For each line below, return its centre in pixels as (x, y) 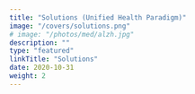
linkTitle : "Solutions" (54, 59)
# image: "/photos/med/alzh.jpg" (72, 34)
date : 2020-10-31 (42, 68)
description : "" (40, 43)
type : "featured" (42, 51)
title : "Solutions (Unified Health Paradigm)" (98, 17)
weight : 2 (28, 76)
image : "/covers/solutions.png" (70, 26)
